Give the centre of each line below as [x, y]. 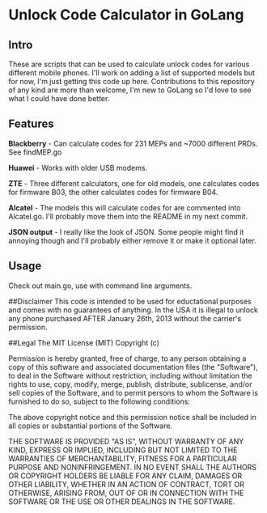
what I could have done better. [59, 98]
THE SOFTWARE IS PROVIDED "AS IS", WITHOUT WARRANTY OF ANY [126, 441]
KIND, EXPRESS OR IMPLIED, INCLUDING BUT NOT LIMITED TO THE [123, 450]
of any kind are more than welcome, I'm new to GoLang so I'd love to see [130, 90]
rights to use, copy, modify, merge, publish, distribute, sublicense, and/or [130, 384]
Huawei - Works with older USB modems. [78, 167]
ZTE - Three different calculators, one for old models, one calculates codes [134, 183]
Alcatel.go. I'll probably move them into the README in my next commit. [128, 216]
